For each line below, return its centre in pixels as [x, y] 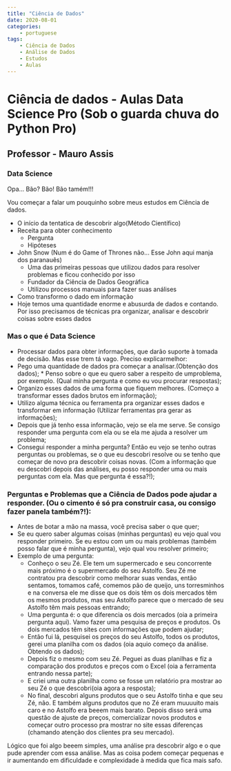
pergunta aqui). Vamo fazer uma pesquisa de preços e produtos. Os [124, 622]
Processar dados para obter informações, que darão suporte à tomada [118, 351]
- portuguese [38, 33]
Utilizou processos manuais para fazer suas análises [102, 289]
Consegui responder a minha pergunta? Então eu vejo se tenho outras [117, 447]
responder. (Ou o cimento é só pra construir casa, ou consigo [111, 503]
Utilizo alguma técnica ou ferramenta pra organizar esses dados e [111, 402]
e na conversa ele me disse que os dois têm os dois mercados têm [122, 593]
